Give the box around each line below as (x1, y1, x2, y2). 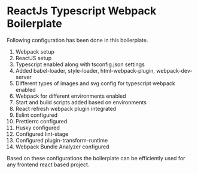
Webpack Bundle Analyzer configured (15, 143, 109, 150)
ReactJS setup (15, 54, 52, 61)
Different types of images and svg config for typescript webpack (15, 79, 175, 87)
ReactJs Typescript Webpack (7, 4, 157, 18)
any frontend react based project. (7, 161, 90, 168)
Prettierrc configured (15, 117, 68, 125)
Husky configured (15, 124, 60, 131)
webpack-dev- (156, 67, 193, 74)
